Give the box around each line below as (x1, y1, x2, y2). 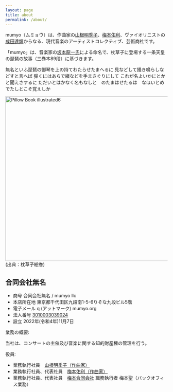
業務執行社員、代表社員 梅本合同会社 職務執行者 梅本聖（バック (12, 375, 151, 381)
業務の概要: (5, 329, 30, 335)
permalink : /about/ (5, 17, 47, 22)
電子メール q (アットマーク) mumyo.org (12, 306, 97, 312)
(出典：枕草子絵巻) (5, 261, 45, 268)
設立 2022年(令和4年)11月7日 (12, 318, 74, 325)
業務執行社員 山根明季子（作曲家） (12, 362, 90, 368)
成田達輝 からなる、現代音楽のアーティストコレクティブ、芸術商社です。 (5, 38, 158, 44)
